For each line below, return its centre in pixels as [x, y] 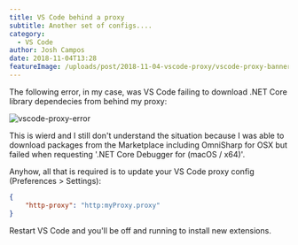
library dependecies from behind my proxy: [88, 101]
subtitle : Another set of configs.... [81, 26]
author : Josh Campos [47, 50]
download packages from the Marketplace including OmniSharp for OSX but [149, 145]
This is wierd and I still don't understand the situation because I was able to [147, 135]
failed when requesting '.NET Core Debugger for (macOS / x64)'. [127, 154]
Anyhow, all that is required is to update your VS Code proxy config [132, 171]
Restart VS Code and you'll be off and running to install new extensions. [141, 230]
